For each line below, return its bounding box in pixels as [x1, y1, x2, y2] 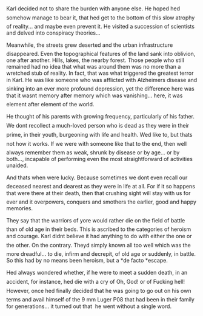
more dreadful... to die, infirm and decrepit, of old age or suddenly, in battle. [6, 250, 196, 257]
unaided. [6, 162, 28, 169]
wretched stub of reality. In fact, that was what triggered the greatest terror [6, 69, 194, 77]
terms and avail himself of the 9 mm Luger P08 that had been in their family [6, 296, 195, 303]
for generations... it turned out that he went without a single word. [6, 303, 171, 310]
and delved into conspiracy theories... [6, 29, 101, 36]
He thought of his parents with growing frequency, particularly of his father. [6, 113, 195, 120]
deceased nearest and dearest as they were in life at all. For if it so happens [6, 183, 196, 190]
